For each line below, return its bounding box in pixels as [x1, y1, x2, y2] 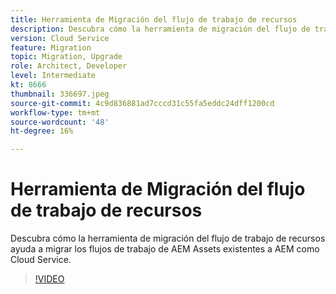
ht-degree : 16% [10, 126, 74, 136]
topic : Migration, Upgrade [10, 52, 123, 62]
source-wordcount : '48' [10, 117, 110, 127]
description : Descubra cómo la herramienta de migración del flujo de [10, 24, 311, 34]
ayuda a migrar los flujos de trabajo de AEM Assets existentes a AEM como [10, 243, 320, 255]
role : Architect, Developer [10, 61, 128, 71]
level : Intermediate [10, 71, 97, 81]
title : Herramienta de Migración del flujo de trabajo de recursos [10, 14, 298, 25]
